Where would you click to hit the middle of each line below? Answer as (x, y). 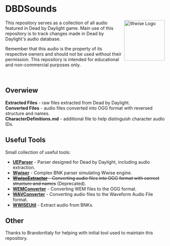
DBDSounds (31, 9)
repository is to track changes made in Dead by (55, 33)
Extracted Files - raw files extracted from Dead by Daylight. (68, 103)
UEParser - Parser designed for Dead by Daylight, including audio (81, 162)
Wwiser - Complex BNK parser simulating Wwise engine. (72, 173)
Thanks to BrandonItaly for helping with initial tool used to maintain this (79, 233)
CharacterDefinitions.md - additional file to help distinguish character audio (85, 119)
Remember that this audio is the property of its (54, 48)
